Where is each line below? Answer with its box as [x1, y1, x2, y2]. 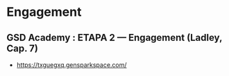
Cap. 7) [6, 42, 39, 54]
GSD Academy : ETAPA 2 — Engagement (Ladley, [6, 32, 223, 44]
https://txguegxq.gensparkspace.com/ [16, 61, 127, 69]
